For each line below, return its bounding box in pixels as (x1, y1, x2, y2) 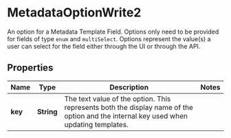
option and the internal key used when (64, 111, 188, 121)
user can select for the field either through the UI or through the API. (7, 42, 201, 50)
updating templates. (64, 119, 129, 129)
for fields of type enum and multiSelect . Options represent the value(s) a (7, 34, 211, 43)
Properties (7, 62, 54, 73)
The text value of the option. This (64, 94, 171, 104)
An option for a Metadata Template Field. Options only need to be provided (7, 27, 219, 36)
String (36, 106, 58, 116)
